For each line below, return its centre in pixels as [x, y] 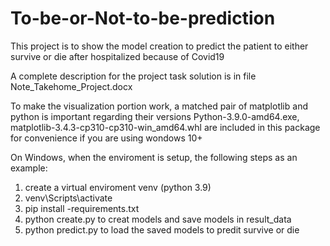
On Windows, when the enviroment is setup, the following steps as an [154, 157]
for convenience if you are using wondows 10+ [106, 138]
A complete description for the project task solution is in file [133, 76]
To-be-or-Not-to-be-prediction [143, 18]
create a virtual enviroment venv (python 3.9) [118, 187]
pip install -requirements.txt [82, 208]
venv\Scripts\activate [68, 198]
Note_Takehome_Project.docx [71, 86]
